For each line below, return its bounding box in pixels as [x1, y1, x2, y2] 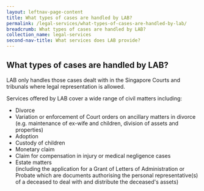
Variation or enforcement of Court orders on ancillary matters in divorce [15, 113, 196, 120]
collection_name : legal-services [6, 32, 92, 38]
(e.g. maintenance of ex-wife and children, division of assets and [15, 119, 179, 127]
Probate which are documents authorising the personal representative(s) [15, 171, 199, 179]
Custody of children [15, 139, 65, 146]
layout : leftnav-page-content [6, 9, 84, 15]
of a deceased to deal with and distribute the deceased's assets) [15, 178, 179, 185]
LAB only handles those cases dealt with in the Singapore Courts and [6, 76, 181, 83]
